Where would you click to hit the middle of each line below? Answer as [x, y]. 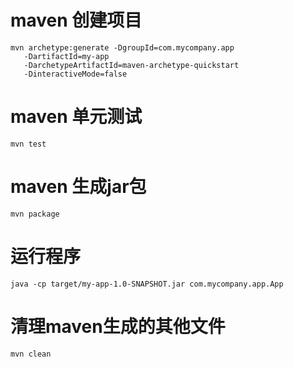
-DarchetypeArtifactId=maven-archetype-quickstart [131, 65]
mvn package [35, 214]
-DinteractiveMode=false [75, 74]
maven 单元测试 [76, 117]
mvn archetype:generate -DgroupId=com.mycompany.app [122, 47]
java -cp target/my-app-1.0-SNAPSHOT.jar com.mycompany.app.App [147, 284]
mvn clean [31, 354]
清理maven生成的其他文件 [118, 326]
